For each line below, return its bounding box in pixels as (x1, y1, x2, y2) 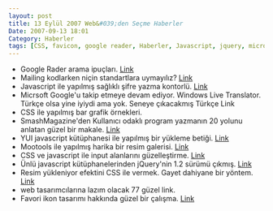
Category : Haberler (8, 34, 75, 43)
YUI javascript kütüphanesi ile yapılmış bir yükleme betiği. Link (19, 133, 229, 143)
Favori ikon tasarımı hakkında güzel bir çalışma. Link (19, 194, 195, 204)
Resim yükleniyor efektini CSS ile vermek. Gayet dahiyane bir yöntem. (19, 168, 253, 178)
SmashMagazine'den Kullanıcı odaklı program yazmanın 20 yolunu (19, 116, 243, 126)
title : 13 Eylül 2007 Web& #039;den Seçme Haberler (8, 19, 184, 28)
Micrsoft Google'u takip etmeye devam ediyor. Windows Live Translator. (19, 90, 262, 100)
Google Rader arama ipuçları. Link (19, 64, 134, 74)
